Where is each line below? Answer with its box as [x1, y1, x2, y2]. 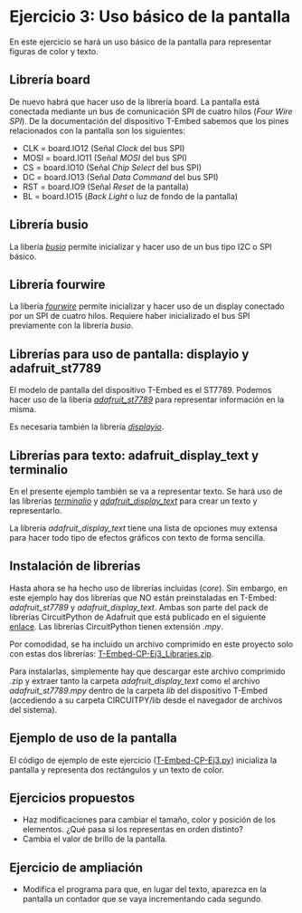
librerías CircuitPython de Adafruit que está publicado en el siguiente [9, 611, 267, 622]
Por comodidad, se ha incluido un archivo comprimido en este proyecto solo [9, 639, 294, 649]
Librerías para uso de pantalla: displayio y [9, 346, 250, 361]
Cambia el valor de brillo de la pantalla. [22, 833, 168, 844]
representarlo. [9, 505, 62, 515]
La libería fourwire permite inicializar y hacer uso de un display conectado [9, 301, 285, 312]
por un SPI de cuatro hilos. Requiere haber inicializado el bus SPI [9, 311, 250, 322]
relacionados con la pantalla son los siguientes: [9, 125, 185, 136]
